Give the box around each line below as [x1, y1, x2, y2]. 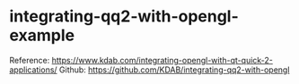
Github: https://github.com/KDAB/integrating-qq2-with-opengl [58, 64, 290, 75]
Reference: [9, 55, 50, 65]
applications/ [9, 64, 57, 75]
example [9, 25, 75, 46]
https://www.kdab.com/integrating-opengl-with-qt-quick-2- [51, 55, 274, 65]
